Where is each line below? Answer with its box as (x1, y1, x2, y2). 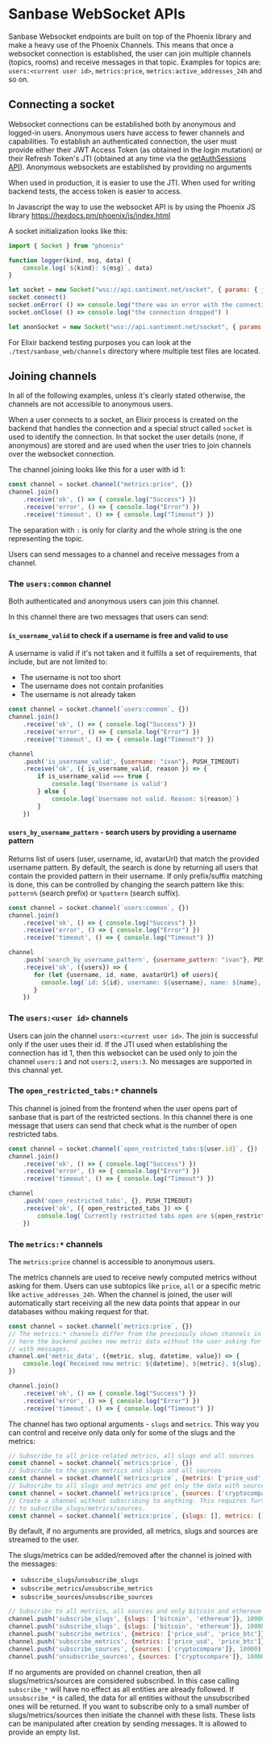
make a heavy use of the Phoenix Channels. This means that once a (8, 40, 234, 49)
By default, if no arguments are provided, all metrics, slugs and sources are (8, 1526, 258, 1536)
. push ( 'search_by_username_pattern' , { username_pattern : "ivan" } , (23, 956, 251, 964)
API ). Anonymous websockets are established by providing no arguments (8, 162, 252, 172)
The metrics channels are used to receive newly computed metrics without (8, 1272, 257, 1282)
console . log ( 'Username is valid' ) (51, 780, 168, 788)
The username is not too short (19, 673, 121, 683)
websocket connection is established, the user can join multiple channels (8, 48, 252, 58)
